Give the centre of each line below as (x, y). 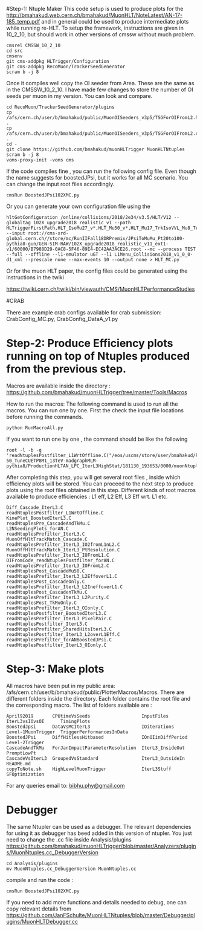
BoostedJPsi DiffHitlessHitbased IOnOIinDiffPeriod (97, 737)
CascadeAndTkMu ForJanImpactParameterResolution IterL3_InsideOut (96, 748)
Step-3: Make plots (55, 669)
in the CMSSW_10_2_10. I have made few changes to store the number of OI (100, 89)
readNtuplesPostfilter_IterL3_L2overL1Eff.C (63, 634)
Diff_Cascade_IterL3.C (35, 507)
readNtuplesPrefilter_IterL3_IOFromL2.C (58, 566)
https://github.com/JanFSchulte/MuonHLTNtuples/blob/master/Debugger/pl (101, 915)
